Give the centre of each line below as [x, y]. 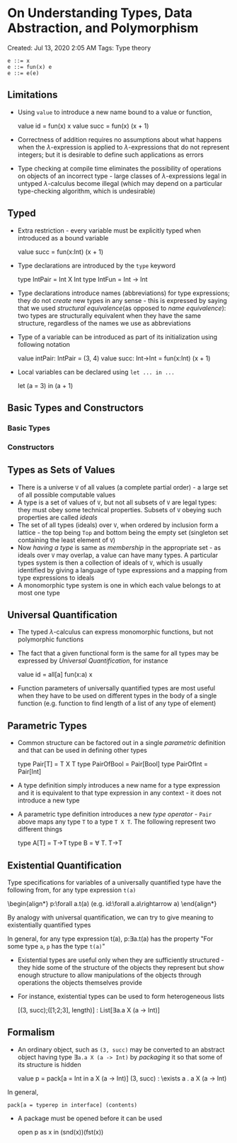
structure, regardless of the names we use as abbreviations [104, 323]
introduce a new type [48, 800]
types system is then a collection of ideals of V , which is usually [110, 563]
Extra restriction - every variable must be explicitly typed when [109, 230]
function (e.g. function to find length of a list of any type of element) [117, 703]
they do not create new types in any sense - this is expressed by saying [122, 300]
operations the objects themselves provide [80, 983]
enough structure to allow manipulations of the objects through [109, 975]
